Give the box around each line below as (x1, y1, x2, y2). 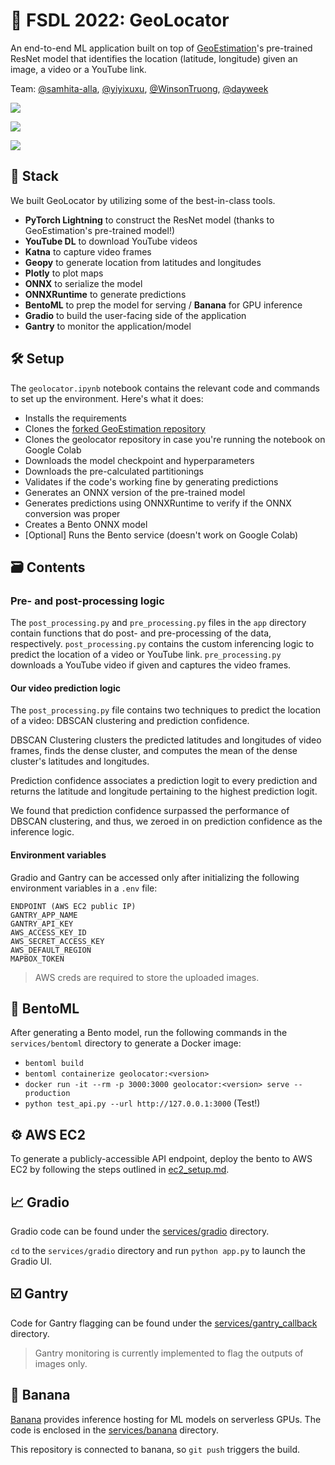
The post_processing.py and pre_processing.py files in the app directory (10, 617, 307, 629)
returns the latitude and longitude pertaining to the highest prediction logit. (10, 785, 318, 798)
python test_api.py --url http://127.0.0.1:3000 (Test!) (24, 1097, 261, 1109)
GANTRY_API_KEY (10, 919, 74, 929)
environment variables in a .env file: (10, 882, 158, 894)
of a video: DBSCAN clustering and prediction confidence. (10, 715, 250, 727)
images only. (34, 1357, 88, 1369)
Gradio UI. (10, 1255, 53, 1268)
